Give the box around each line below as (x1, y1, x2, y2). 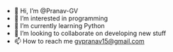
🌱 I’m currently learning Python (13, 22, 105, 30)
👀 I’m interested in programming (13, 14, 108, 22)
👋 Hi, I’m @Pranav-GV (13, 7, 79, 15)
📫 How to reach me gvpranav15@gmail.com (13, 37, 145, 45)
